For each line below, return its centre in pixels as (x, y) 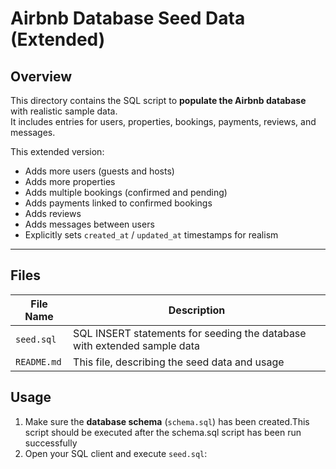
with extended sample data (136, 345)
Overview (41, 76)
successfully (51, 443)
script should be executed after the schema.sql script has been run (163, 432)
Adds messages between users (89, 224)
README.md (38, 361)
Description (197, 310)
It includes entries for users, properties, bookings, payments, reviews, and (163, 121)
